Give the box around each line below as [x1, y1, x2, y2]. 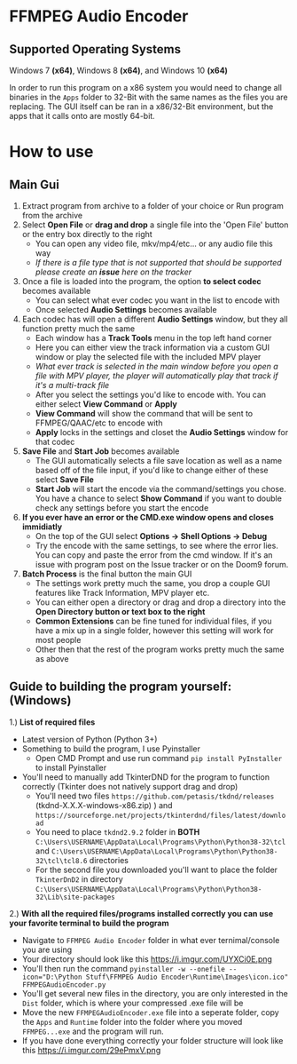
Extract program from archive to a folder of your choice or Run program [21, 201, 284, 210]
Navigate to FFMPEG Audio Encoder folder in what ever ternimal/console [21, 934, 280, 945]
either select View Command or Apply [35, 399, 177, 409]
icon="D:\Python [21, 973, 82, 981]
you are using [21, 944, 73, 955]
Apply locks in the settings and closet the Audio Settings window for [35, 427, 289, 437]
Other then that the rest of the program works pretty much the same [35, 644, 285, 655]
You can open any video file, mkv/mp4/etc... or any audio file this [35, 238, 273, 249]
